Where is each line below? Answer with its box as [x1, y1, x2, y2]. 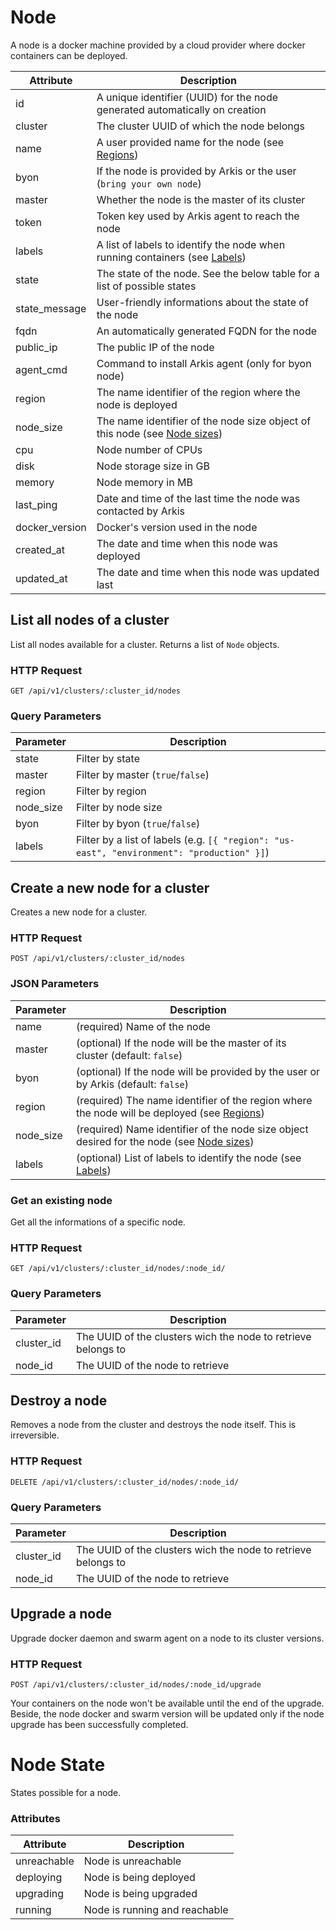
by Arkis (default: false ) [75, 1077, 190, 1091]
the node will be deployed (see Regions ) [75, 1106, 265, 1120]
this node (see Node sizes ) [96, 426, 223, 440]
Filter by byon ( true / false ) [75, 817, 201, 831]
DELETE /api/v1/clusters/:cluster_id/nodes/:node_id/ [10, 1477, 240, 1487]
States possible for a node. [10, 1787, 122, 1799]
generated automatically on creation [96, 102, 267, 116]
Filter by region [75, 784, 147, 798]
